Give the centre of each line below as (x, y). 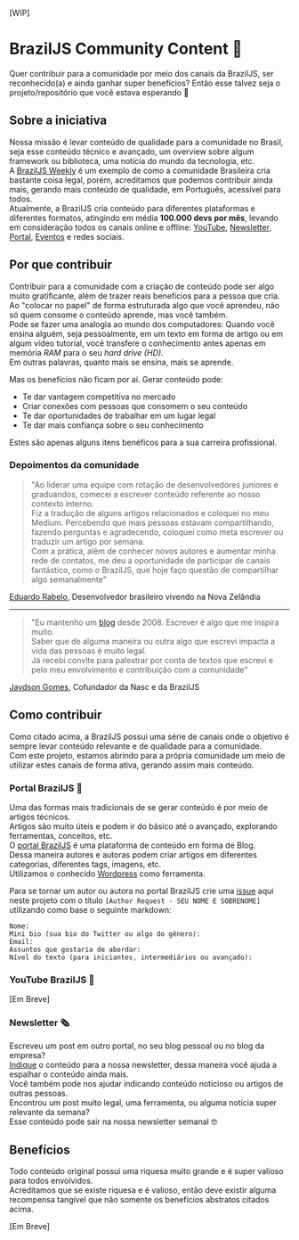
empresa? (28, 1055)
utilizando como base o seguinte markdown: (90, 909)
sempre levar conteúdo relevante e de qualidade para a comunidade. (136, 746)
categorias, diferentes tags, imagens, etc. (85, 864)
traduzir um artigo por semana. (88, 541)
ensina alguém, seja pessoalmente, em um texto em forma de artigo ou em (146, 333)
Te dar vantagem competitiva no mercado (99, 397)
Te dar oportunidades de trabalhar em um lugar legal (119, 415)
